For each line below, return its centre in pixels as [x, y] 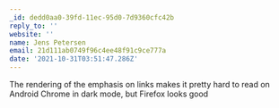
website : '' [31, 34]
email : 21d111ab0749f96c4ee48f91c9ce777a [88, 51]
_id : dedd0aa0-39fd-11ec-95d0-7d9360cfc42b [92, 17]
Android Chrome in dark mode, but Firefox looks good [109, 94]
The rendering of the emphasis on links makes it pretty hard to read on [140, 84]
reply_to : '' [34, 26]
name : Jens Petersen [48, 42]
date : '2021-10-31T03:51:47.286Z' [74, 59]
